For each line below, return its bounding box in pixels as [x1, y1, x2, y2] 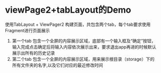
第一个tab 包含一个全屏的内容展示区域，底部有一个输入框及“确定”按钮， [12, 37, 156, 44]
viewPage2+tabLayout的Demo [5, 4, 131, 16]
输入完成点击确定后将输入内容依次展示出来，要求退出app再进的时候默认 [12, 44, 157, 50]
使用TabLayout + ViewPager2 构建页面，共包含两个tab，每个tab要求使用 [5, 21, 151, 27]
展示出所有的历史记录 [12, 50, 55, 56]
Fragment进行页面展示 [5, 27, 50, 33]
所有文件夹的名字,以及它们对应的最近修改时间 [12, 62, 103, 68]
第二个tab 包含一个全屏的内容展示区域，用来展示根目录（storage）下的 [12, 56, 155, 62]
